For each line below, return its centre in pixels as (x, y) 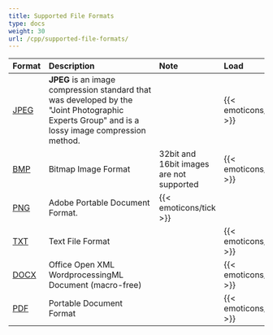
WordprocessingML (86, 275)
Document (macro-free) (95, 285)
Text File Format (79, 241)
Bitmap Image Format (89, 169)
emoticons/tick (188, 208)
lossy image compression (97, 131)
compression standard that (100, 90)
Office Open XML (82, 265)
